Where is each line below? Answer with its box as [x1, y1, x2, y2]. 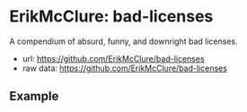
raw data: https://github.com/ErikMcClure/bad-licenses [22, 63, 227, 73]
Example [9, 89, 59, 104]
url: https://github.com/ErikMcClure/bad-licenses [22, 53, 205, 64]
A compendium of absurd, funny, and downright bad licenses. [9, 36, 238, 47]
